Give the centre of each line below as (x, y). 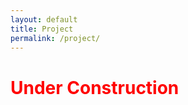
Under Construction (95, 87)
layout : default (44, 19)
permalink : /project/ (55, 38)
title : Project (42, 29)
